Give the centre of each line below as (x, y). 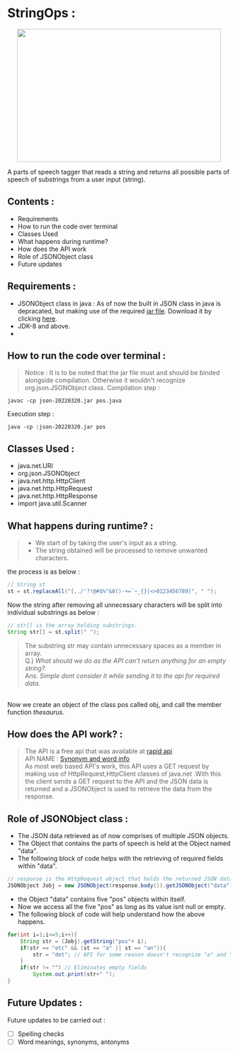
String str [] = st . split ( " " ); (53, 632)
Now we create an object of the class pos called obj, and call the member (114, 704)
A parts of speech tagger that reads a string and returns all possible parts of (119, 172)
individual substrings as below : (53, 612)
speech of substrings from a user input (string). (76, 179)
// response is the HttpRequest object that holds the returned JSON (112, 879)
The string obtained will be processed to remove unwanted (121, 550)
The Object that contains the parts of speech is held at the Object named (124, 843)
